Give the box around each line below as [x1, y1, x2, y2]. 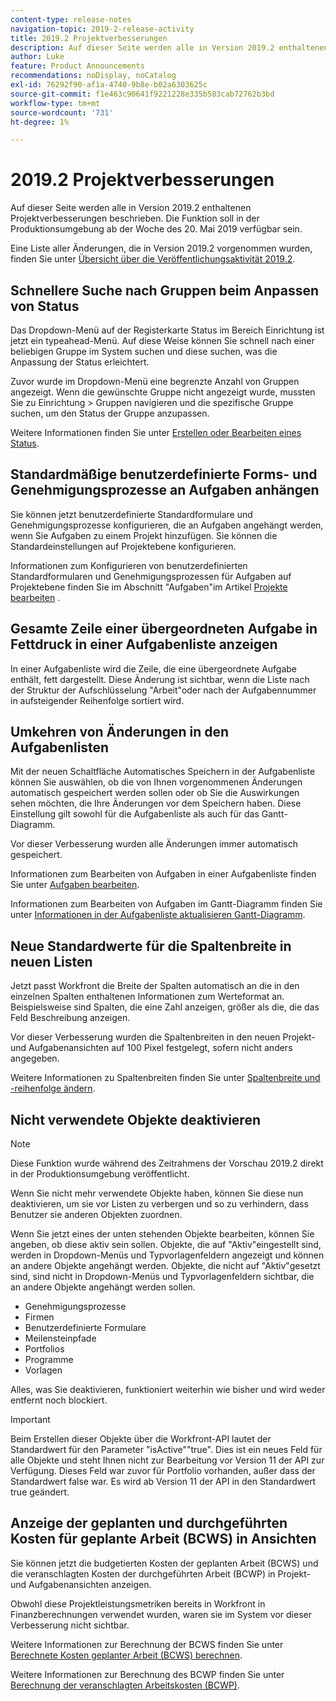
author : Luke [10, 52, 65, 62]
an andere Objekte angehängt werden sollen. [10, 1281, 196, 1293]
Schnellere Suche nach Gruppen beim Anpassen [10, 282, 320, 299]
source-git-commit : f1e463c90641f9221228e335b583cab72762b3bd [10, 89, 275, 99]
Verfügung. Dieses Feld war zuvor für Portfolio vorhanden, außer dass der [10, 1465, 316, 1477]
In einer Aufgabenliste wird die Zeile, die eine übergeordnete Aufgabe [10, 662, 298, 675]
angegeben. [10, 1052, 60, 1065]
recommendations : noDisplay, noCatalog [10, 71, 177, 81]
